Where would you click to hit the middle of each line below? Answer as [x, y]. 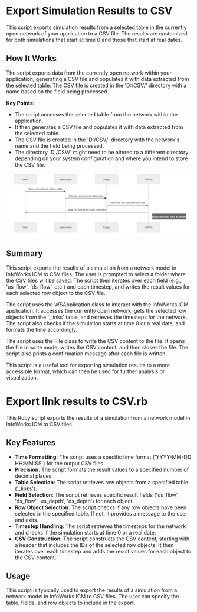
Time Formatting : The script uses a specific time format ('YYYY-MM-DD [103, 457]
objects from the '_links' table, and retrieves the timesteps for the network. [97, 317]
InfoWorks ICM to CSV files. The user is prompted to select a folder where [96, 274]
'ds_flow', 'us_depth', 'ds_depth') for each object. [74, 501]
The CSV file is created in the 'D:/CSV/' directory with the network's [97, 140]
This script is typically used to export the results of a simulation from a [92, 590]
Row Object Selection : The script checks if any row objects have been [101, 507]
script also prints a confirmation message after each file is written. [86, 354]
